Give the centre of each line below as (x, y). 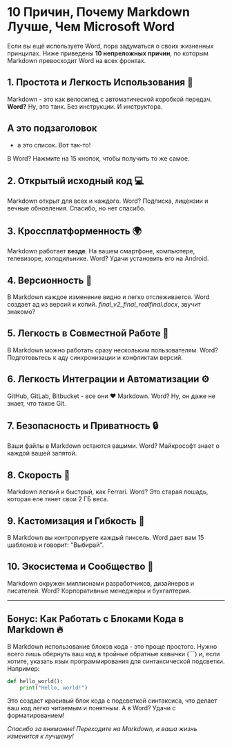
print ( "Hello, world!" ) (54, 687)
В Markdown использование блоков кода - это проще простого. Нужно (112, 646)
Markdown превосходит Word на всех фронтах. (77, 60)
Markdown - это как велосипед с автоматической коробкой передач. (110, 99)
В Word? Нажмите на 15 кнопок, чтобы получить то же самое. (98, 158)
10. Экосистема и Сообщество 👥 (80, 567)
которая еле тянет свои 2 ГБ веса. (58, 499)
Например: (23, 668)
